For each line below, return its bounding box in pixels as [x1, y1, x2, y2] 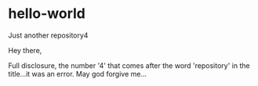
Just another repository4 [8, 30, 89, 40]
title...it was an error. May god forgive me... [8, 69, 147, 78]
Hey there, [8, 45, 42, 55]
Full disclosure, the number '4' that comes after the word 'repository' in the [8, 60, 250, 70]
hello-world [8, 5, 86, 23]
